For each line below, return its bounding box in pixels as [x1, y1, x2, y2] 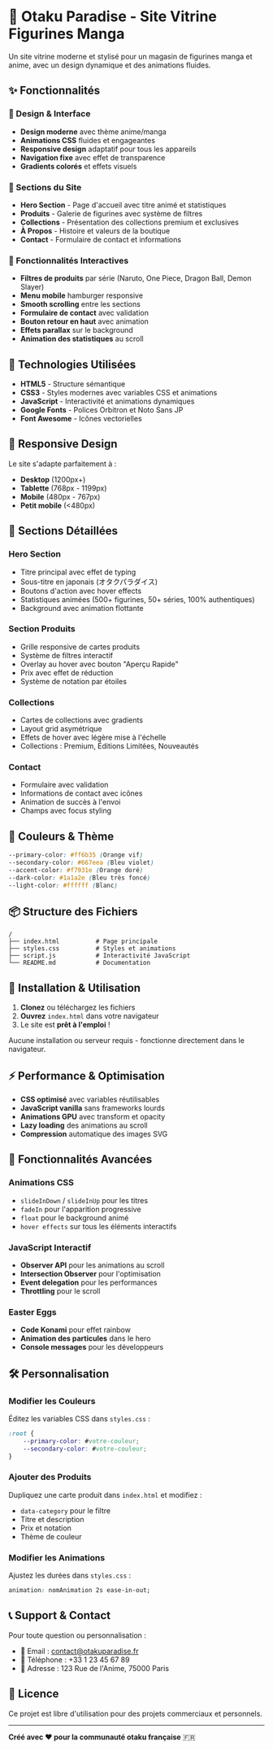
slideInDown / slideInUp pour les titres [19, 1195, 149, 1205]
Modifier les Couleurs [8, 1395, 96, 1407]
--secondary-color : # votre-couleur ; [23, 1444, 148, 1453]
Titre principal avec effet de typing [19, 567, 136, 577]
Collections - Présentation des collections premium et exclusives [19, 217, 240, 227]
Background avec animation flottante [19, 603, 144, 613]
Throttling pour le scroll [19, 1286, 101, 1296]
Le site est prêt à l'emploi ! [19, 1020, 110, 1030]
